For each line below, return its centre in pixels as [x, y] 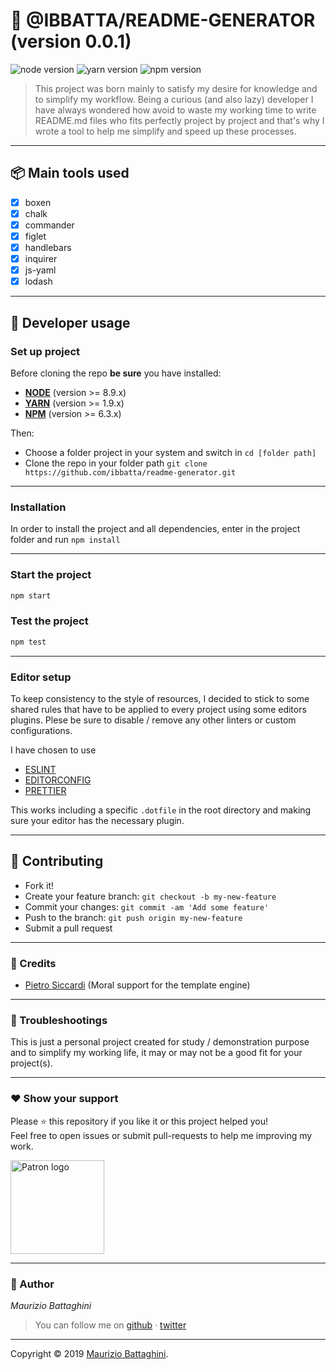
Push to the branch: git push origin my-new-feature [133, 917]
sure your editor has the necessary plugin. [97, 820]
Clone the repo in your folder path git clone [116, 463]
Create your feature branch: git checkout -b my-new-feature [150, 896]
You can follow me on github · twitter [110, 1325]
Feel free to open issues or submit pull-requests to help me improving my [161, 1135]
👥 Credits [33, 963]
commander [49, 225]
